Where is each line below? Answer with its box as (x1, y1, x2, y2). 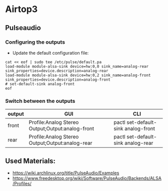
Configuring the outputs (5, 39, 65, 46)
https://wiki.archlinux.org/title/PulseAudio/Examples (12, 169, 119, 176)
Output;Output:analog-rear (28, 139, 92, 146)
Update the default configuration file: (12, 50, 89, 56)
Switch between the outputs (5, 97, 75, 104)
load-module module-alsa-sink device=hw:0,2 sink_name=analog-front (5, 73, 151, 78)
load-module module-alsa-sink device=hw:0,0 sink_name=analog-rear (5, 64, 149, 69)
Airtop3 (5, 4, 38, 15)
